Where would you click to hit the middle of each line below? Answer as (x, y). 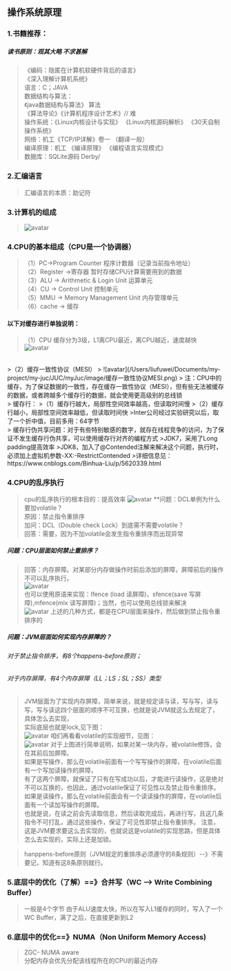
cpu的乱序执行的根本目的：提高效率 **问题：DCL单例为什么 (122, 499)
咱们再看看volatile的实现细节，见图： (103, 736)
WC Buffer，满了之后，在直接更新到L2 (79, 918)
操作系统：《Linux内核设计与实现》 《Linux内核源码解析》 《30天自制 (122, 122)
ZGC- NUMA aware (51, 952)
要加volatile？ (43, 508)
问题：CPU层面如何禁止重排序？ (53, 550)
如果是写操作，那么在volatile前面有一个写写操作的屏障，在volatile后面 (123, 761)
